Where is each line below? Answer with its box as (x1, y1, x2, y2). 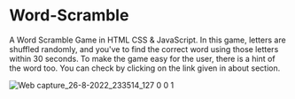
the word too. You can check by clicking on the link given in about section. (9, 63, 281, 73)
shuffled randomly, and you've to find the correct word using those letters (9, 43, 279, 54)
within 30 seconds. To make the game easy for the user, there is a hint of (9, 53, 276, 64)
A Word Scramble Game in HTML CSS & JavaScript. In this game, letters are (9, 34, 286, 45)
